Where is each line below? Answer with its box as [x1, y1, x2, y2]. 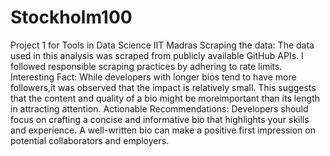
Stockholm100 [10, 6, 133, 29]
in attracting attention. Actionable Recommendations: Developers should [10, 102, 309, 115]
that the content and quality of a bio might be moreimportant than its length [10, 92, 320, 104]
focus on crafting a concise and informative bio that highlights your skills [10, 113, 310, 125]
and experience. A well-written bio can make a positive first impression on [10, 124, 316, 136]
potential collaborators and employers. [10, 134, 170, 146]
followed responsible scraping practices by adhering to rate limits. [10, 60, 283, 72]
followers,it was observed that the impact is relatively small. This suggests [10, 81, 317, 93]
